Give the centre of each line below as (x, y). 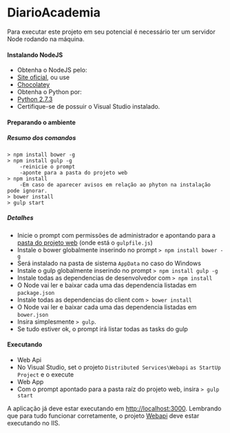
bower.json (33, 315)
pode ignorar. (28, 190)
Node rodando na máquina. (46, 38)
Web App (30, 381)
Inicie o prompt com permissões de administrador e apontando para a (116, 235)
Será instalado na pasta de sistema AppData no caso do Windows (109, 263)
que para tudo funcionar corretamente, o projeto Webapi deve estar (103, 415)
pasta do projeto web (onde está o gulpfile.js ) (85, 243)
